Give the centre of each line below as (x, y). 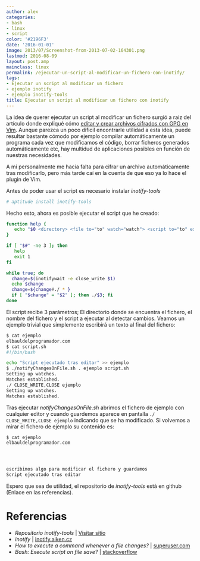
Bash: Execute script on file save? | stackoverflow (76, 551)
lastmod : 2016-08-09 (32, 56)
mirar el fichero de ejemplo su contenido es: (60, 427)
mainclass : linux (28, 67)
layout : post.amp (28, 61)
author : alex (22, 12)
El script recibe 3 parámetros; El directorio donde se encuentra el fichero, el (99, 312)
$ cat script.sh (26, 347)
